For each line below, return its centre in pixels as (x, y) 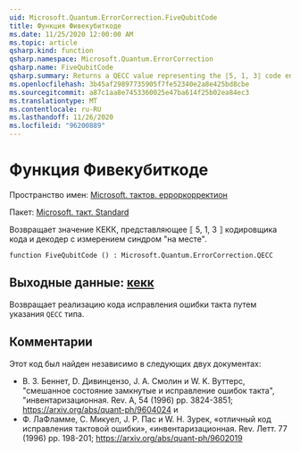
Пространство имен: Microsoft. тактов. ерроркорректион (118, 194)
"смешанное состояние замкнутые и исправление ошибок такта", (148, 390)
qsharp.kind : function (51, 51)
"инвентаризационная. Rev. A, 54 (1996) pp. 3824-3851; (128, 400)
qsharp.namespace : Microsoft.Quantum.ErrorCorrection (112, 59)
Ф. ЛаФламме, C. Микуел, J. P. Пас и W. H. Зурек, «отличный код (147, 419)
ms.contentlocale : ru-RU (55, 109)
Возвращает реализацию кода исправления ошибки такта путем (133, 304)
